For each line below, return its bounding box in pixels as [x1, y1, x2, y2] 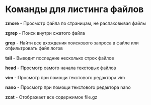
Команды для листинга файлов [5, 4, 144, 15]
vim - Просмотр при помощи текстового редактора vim [5, 74, 125, 80]
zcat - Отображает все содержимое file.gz [5, 94, 98, 100]
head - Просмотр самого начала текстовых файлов [5, 65, 116, 71]
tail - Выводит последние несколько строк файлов [5, 55, 114, 61]
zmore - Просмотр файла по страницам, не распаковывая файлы [5, 20, 146, 26]
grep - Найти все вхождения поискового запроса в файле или [5, 39, 139, 46]
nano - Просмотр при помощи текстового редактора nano [5, 84, 131, 90]
